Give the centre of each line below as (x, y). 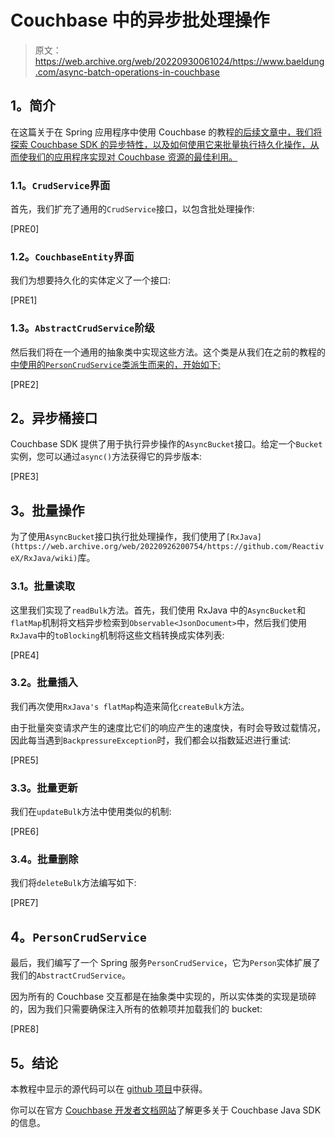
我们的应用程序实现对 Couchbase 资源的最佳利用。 (132, 157)
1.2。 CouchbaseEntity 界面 (72, 256)
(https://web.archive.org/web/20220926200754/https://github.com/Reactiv (167, 547)
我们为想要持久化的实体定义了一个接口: (91, 280)
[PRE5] (24, 760)
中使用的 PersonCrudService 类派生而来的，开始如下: (115, 364)
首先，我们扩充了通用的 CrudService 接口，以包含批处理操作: (132, 209)
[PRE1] (24, 300)
